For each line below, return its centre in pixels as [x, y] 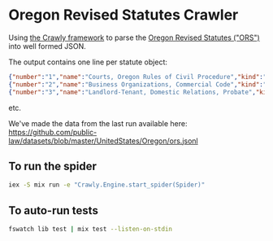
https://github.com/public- [53, 132]
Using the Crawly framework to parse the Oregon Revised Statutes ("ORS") [134, 37]
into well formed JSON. [48, 46]
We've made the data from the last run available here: [98, 123]
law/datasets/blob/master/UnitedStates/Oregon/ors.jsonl [103, 141]
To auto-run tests [54, 210]
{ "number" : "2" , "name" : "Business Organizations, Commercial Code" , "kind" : [136, 84]
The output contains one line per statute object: [88, 62]
